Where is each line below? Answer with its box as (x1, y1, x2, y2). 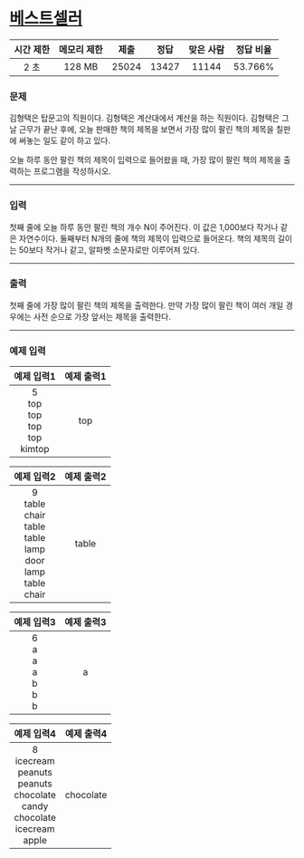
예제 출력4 (64, 728, 108, 740)
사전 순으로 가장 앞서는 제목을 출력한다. (33, 311, 172, 322)
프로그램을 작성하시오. (33, 166, 111, 177)
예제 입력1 (14, 371, 56, 383)
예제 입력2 (14, 470, 56, 483)
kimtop (20, 443, 50, 456)
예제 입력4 (14, 728, 56, 740)
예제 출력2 (64, 470, 107, 483)
